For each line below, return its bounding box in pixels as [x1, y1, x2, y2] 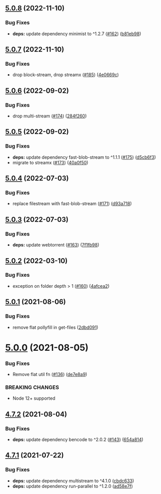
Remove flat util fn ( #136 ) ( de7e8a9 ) [12, 371, 88, 377]
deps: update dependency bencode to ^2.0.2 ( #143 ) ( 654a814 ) [12, 436, 143, 443]
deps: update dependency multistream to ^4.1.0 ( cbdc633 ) [12, 477, 134, 483]
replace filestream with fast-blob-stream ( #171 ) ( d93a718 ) [12, 201, 132, 207]
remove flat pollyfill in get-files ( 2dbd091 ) [12, 324, 99, 330]
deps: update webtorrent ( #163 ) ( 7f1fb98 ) [12, 242, 100, 248]
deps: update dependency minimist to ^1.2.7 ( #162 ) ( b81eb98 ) [12, 30, 141, 37]
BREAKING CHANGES [5, 384, 59, 391]
